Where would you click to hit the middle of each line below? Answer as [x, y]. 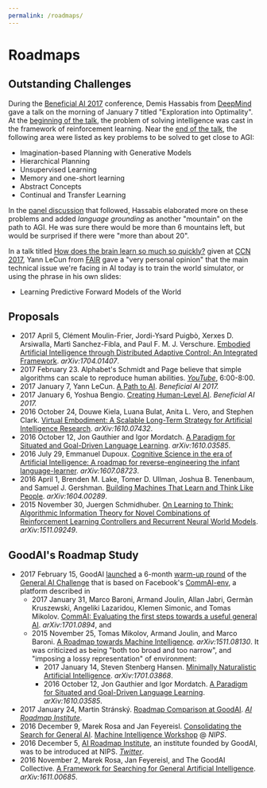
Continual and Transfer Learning [73, 195]
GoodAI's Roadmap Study [74, 555]
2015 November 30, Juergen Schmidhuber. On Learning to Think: [126, 505]
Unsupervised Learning [58, 169]
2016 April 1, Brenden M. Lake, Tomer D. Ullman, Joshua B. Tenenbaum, [137, 479]
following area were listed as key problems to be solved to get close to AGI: [131, 137]
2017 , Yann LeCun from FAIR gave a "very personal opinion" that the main [128, 259]
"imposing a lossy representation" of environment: [114, 659]
